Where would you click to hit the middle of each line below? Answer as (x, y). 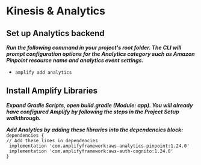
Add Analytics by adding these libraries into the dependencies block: (95, 130)
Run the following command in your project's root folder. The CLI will (94, 47)
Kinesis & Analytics (56, 11)
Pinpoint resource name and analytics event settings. (75, 60)
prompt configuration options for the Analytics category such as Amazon (100, 54)
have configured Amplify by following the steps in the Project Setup (93, 112)
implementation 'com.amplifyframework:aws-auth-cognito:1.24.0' (91, 151)
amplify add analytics (43, 73)
